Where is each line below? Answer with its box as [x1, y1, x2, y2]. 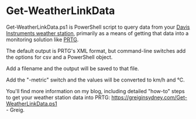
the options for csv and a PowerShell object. [6, 53, 113, 60]
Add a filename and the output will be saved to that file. [6, 64, 139, 72]
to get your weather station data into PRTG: [6, 94, 110, 101]
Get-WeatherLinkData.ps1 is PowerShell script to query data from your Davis [6, 23, 190, 30]
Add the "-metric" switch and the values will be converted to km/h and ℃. [6, 76, 185, 83]
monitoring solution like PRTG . [6, 36, 79, 43]
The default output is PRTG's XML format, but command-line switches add [6, 47, 186, 54]
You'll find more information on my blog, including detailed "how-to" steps [6, 87, 185, 94]
